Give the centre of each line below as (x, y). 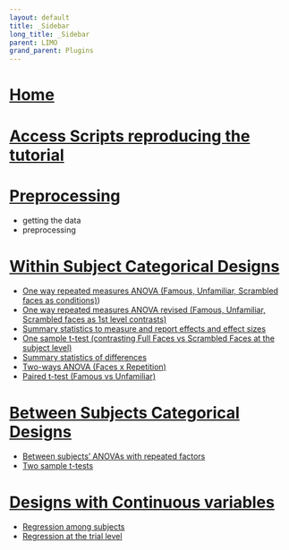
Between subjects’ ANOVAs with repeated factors (114, 456)
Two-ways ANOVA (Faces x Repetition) (94, 367)
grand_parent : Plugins (51, 51)
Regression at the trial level (72, 537)
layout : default (39, 17)
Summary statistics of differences (85, 358)
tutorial (37, 155)
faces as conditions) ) (61, 300)
